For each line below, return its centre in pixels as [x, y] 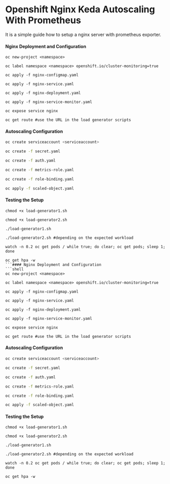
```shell [15, 269]
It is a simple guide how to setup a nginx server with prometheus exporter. [83, 34]
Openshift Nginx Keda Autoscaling [80, 9]
